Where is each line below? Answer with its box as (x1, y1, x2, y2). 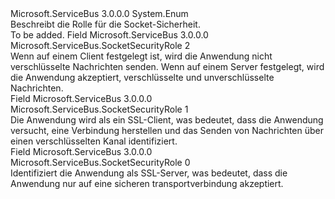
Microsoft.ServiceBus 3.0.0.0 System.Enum (10, 8, 189, 19)
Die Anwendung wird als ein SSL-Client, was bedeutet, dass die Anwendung (10, 114, 324, 126)
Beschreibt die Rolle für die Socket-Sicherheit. (10, 18, 201, 30)
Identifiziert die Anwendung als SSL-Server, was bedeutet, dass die (10, 167, 288, 179)
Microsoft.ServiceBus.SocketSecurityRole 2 (10, 40, 191, 51)
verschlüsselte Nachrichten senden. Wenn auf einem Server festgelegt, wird (10, 61, 325, 72)
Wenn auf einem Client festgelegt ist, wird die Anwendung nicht (10, 50, 273, 62)
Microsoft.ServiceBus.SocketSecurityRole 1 (10, 103, 189, 115)
